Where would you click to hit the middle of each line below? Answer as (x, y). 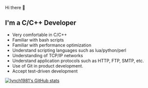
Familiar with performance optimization (52, 45)
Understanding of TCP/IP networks (48, 55)
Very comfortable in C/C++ (39, 35)
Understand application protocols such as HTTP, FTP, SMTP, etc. (78, 61)
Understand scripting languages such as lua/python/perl (69, 50)
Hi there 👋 (15, 8)
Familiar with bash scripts (38, 40)
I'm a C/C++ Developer (41, 23)
